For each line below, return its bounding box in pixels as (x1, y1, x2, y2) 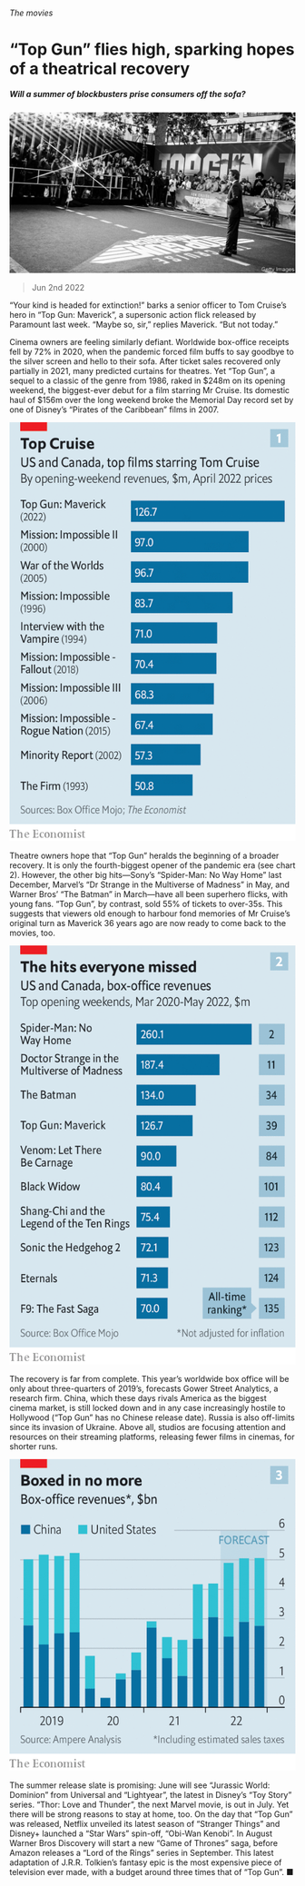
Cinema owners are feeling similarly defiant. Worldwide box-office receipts (9, 337, 290, 348)
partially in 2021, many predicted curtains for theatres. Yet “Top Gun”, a (9, 366, 275, 377)
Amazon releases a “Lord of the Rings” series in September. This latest (9, 1847, 274, 1858)
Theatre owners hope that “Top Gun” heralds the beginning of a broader (9, 850, 280, 861)
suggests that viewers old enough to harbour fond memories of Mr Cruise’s (9, 908, 290, 919)
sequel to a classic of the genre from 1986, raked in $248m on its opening (9, 375, 286, 386)
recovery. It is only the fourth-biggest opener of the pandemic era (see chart (9, 860, 296, 871)
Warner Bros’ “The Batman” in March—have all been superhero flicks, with (9, 889, 289, 899)
